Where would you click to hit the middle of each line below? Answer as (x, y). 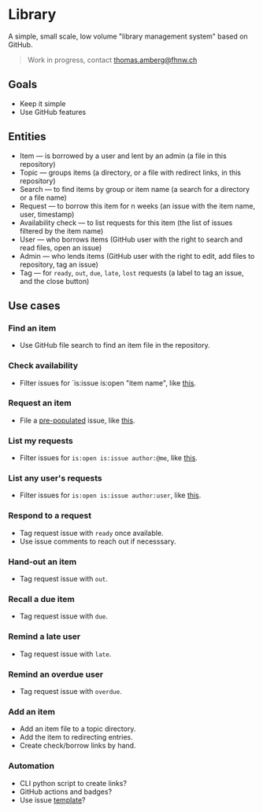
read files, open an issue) (61, 247)
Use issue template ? (52, 799)
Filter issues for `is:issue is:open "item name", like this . (108, 382)
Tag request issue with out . (64, 579)
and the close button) (54, 281)
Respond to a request (50, 515)
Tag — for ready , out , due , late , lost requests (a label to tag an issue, (131, 272)
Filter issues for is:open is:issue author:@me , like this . (109, 458)
